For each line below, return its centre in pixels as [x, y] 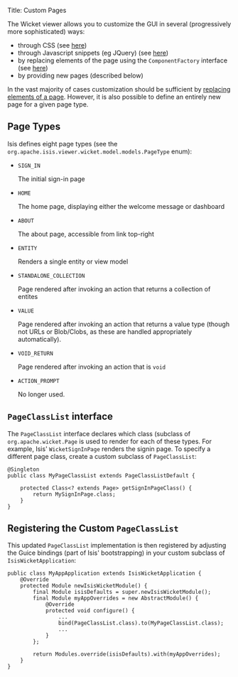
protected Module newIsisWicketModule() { [84, 586]
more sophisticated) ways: [46, 32]
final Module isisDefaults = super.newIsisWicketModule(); [122, 592]
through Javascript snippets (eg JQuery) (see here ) [93, 53]
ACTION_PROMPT [38, 381]
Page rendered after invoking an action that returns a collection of [114, 289]
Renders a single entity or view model [73, 261]
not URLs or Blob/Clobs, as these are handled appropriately [105, 331]
